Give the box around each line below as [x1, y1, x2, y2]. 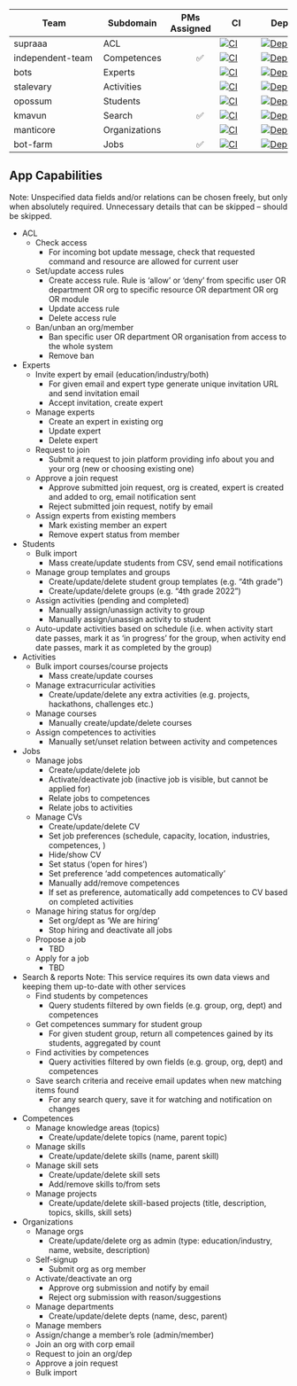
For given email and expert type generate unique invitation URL [48, 378, 278, 389]
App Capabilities [9, 168, 103, 183]
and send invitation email [48, 387, 140, 398]
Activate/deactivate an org [34, 1273, 133, 1283]
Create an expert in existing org [48, 416, 164, 426]
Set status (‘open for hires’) [48, 859, 148, 869]
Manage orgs [34, 1226, 84, 1236]
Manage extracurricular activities [34, 680, 156, 690]
